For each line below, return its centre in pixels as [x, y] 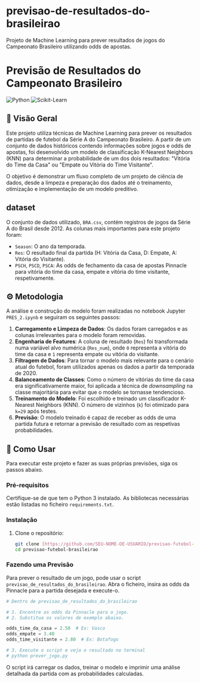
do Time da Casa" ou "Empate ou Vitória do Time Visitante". [80, 165]
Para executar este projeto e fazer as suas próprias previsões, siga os [92, 463]
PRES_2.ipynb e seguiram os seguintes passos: [63, 317]
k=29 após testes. [36, 411]
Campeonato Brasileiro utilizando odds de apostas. [69, 47]
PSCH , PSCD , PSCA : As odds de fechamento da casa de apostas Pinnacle [101, 265]
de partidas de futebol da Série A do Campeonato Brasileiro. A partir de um [99, 139]
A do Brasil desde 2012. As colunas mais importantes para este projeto [93, 228]
